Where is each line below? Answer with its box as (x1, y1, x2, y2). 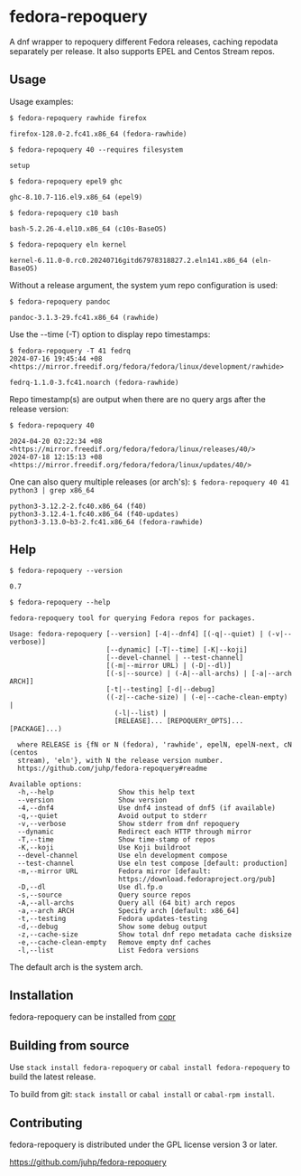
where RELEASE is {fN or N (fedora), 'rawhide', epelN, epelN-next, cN (17, 739, 293, 749)
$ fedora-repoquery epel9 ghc (9, 176, 123, 186)
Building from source (9, 1038, 130, 1053)
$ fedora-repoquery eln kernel (9, 240, 127, 249)
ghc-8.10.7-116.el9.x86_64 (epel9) (9, 193, 143, 202)
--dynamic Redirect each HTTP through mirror (17, 827, 252, 836)
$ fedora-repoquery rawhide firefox (9, 113, 147, 123)
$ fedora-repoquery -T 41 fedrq (9, 346, 131, 355)
